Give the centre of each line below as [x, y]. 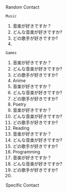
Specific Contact [22, 185]
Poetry [19, 104]
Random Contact [22, 7]
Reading [21, 128]
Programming [26, 152]
